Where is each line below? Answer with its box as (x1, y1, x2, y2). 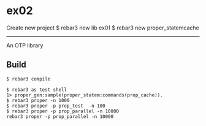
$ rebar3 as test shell (6, 87, 67, 93)
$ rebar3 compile (6, 76, 51, 82)
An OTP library (6, 41, 44, 49)
